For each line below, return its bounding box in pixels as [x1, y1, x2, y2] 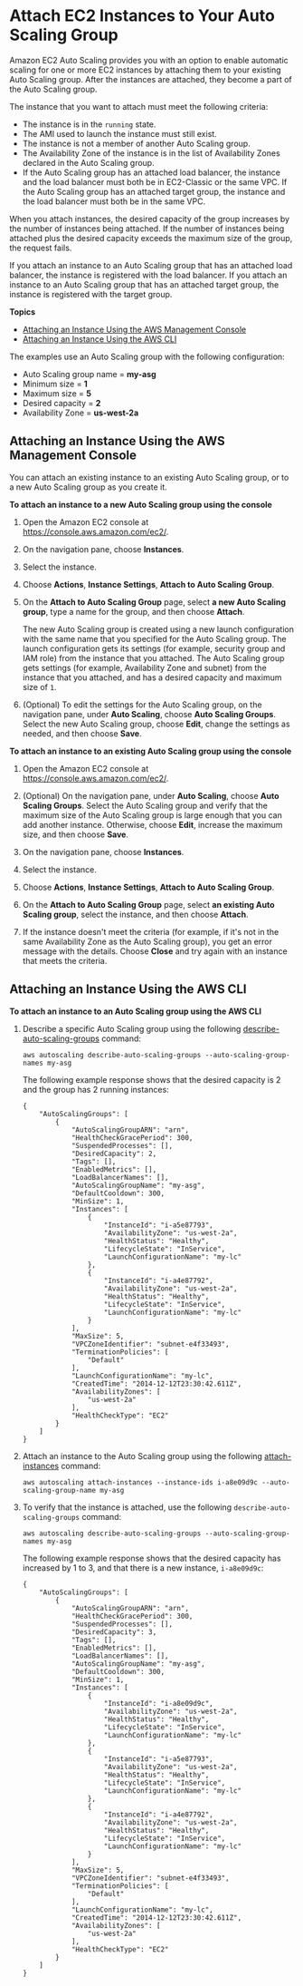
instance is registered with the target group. [9, 288, 173, 299]
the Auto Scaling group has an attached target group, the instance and [22, 186, 286, 197]
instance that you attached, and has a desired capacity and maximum [22, 672, 282, 683]
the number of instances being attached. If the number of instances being [9, 223, 285, 234]
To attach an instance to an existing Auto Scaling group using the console [9, 745, 292, 756]
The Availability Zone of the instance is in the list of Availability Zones [22, 147, 280, 159]
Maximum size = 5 [22, 387, 92, 399]
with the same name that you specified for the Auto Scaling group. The [22, 633, 287, 644]
